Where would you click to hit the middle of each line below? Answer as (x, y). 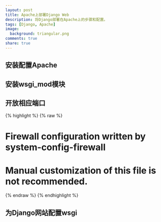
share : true (18, 43)
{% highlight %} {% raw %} (34, 116)
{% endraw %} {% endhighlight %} (42, 195)
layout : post (19, 10)
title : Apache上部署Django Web (37, 15)
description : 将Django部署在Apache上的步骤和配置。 (56, 19)
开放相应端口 (25, 103)
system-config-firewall (55, 147)
